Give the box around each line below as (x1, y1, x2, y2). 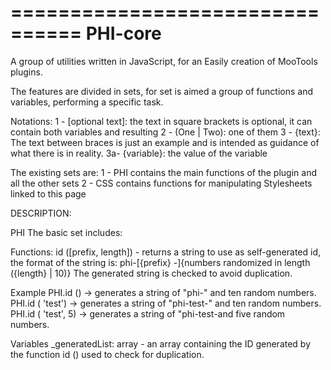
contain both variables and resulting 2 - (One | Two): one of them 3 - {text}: (10, 126, 321, 138)
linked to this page (10, 187, 87, 200)
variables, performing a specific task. (10, 96, 164, 108)
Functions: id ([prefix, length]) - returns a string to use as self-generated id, (10, 246, 322, 258)
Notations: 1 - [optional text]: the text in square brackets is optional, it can (10, 115, 313, 127)
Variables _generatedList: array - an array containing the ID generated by (10, 337, 312, 350)
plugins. (10, 66, 43, 78)
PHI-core (85, 22, 162, 45)
